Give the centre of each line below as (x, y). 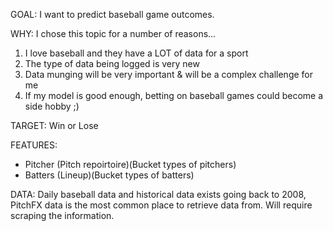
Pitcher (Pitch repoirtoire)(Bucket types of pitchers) (130, 164)
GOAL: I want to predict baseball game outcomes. (112, 14)
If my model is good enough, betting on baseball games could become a (174, 95)
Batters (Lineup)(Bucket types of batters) (109, 175)
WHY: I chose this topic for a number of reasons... (113, 33)
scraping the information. (62, 215)
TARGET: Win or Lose (54, 125)
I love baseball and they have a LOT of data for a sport (136, 53)
